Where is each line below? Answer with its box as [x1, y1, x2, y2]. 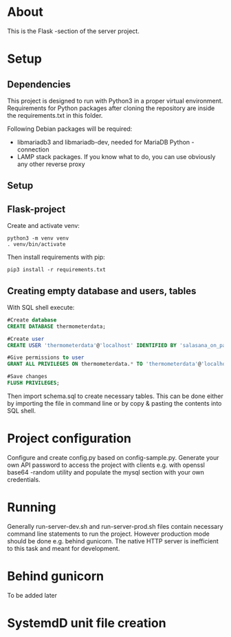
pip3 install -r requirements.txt [7, 267, 107, 273]
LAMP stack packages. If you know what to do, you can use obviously [16, 152, 216, 160]
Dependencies [7, 79, 71, 90]
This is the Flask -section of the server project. [7, 27, 140, 35]
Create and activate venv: [7, 222, 80, 230]
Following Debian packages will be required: [7, 125, 133, 133]
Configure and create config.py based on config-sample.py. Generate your [7, 453, 219, 461]
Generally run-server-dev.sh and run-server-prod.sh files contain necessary [7, 522, 223, 530]
